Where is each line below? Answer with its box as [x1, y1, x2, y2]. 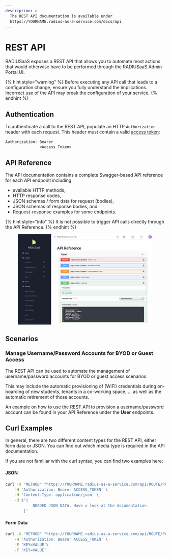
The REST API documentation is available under [10, 13, 113, 19]
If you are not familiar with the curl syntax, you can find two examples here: [5, 458, 163, 464]
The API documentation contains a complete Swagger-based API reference [5, 172, 163, 178]
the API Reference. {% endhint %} [5, 224, 77, 230]
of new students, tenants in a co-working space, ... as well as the [25, 388, 162, 395]
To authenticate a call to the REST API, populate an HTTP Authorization [5, 124, 156, 130]
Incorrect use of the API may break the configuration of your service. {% [5, 90, 158, 96]
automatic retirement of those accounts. [5, 394, 90, 400]
